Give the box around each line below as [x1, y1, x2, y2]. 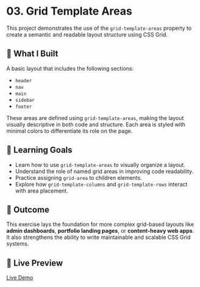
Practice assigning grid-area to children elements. [15, 174, 142, 181]
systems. [6, 240, 29, 247]
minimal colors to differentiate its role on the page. [6, 127, 133, 135]
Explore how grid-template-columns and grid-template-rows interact [15, 180, 188, 188]
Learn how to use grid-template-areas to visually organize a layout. [15, 161, 186, 168]
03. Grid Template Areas [6, 4, 132, 18]
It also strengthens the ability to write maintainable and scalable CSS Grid [6, 233, 191, 241]
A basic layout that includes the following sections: [6, 65, 134, 72]
